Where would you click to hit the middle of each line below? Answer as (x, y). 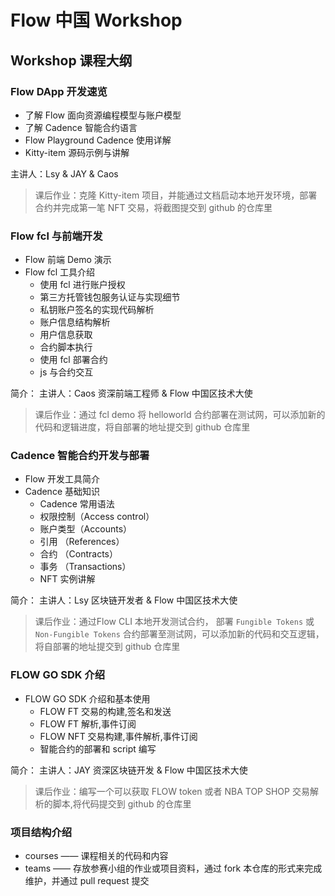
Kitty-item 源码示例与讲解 (77, 152)
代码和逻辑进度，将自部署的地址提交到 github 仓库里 (142, 427)
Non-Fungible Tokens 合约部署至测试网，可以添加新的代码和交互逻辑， (179, 634)
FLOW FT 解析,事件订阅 (88, 723)
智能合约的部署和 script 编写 (98, 748)
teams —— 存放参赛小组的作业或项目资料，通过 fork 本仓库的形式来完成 (173, 868)
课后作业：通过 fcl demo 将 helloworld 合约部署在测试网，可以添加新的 (180, 415)
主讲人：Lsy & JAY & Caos (64, 173)
